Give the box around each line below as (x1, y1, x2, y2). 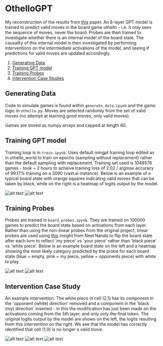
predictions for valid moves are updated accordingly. (5, 50, 111, 56)
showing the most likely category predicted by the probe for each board (5, 248, 149, 254)
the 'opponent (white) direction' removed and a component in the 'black (5, 301, 149, 306)
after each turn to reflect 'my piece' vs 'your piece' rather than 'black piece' (5, 238, 157, 244)
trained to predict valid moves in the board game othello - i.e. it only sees (5, 24, 152, 30)
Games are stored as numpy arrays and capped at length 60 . (5, 122, 127, 128)
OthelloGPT (5, 3, 53, 14)
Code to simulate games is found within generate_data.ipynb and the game (5, 102, 156, 108)
